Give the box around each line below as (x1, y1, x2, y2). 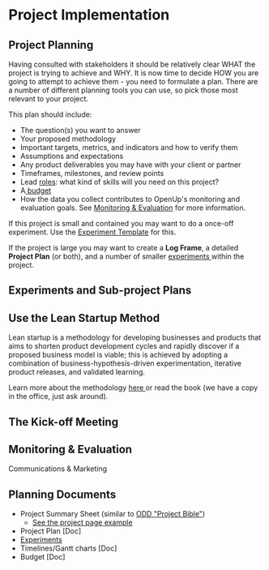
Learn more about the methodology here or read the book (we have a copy (8, 383, 258, 392)
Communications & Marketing (8, 464, 108, 474)
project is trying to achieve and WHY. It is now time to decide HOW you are (8, 68, 259, 78)
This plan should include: (8, 109, 92, 119)
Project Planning (8, 38, 94, 52)
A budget (19, 186, 52, 195)
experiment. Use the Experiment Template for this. (8, 227, 177, 237)
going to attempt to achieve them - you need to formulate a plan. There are (8, 77, 258, 86)
